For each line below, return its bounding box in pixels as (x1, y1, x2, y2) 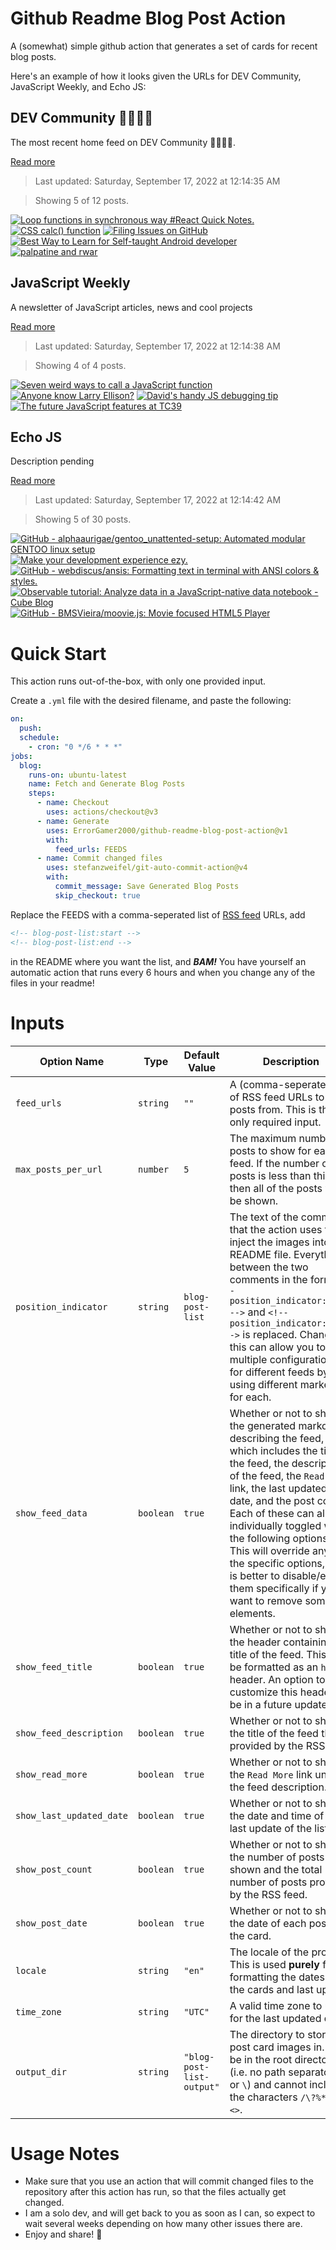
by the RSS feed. (229, 1887, 308, 1901)
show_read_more (15, 1768, 88, 1780)
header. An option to (229, 1672, 326, 1686)
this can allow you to (229, 1340, 327, 1354)
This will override (229, 1543, 310, 1557)
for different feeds (229, 1365, 315, 1379)
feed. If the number (229, 1156, 320, 1170)
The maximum (229, 1131, 297, 1145)
